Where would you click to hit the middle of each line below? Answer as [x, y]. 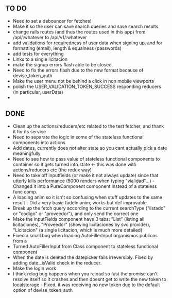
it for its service [29, 131]
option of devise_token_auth [43, 290]
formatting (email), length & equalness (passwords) [67, 48]
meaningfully [27, 153]
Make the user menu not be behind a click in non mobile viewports [83, 81]
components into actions [39, 142]
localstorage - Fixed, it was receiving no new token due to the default [86, 285]
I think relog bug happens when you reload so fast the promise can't [85, 274]
